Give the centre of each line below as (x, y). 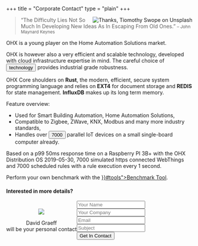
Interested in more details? (40, 191)
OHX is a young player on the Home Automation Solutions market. (86, 43)
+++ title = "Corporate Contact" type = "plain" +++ (68, 9)
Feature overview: (28, 104)
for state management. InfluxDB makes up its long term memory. (85, 92)
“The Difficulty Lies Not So (53, 20)
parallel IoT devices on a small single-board (120, 135)
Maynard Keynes (38, 32)
